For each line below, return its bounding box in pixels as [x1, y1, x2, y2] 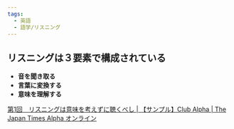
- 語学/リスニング [14, 24, 61, 31]
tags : [7, 10, 23, 18]
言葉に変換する [17, 81, 62, 90]
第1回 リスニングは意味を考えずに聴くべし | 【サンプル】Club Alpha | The [7, 105, 226, 114]
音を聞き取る [17, 72, 55, 81]
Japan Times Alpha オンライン [7, 114, 97, 123]
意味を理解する [17, 90, 62, 98]
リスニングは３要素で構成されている [7, 51, 166, 64]
